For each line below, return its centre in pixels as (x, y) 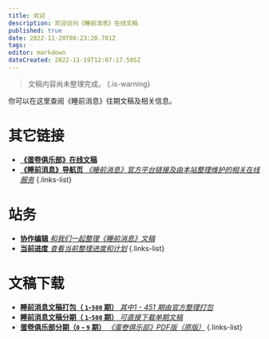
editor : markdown (37, 53)
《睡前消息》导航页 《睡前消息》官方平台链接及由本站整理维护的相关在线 (140, 169)
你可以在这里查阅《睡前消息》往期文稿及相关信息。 (92, 101)
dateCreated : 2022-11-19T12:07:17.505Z (75, 61)
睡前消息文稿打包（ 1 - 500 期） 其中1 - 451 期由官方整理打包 (117, 307)
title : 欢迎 (27, 16)
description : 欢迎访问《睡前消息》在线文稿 (73, 23)
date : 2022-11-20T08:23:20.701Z (62, 38)
